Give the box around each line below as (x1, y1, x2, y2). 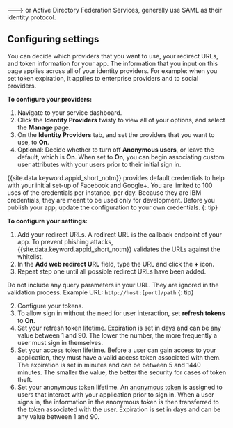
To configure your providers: (7, 95, 93, 103)
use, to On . (17, 138, 49, 146)
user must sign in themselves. (17, 338, 103, 347)
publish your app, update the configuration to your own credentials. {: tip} (7, 203, 218, 212)
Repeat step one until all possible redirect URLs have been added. (17, 267, 207, 276)
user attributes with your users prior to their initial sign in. (17, 160, 182, 168)
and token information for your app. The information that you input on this (7, 59, 218, 68)
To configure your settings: (7, 216, 88, 225)
